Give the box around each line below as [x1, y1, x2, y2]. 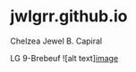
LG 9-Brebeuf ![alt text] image [10, 52, 119, 63]
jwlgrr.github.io [10, 6, 128, 27]
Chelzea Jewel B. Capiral [10, 36, 102, 46]
